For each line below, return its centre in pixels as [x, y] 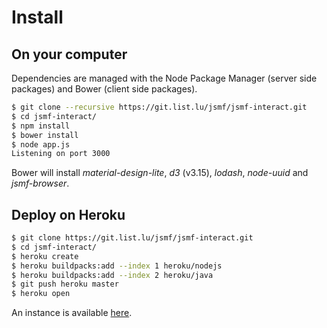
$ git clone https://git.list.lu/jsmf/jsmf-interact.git [132, 238]
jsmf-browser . [40, 183]
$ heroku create [45, 256]
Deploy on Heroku [68, 214]
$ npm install [41, 126]
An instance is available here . [72, 313]
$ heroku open [41, 294]
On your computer [69, 54]
